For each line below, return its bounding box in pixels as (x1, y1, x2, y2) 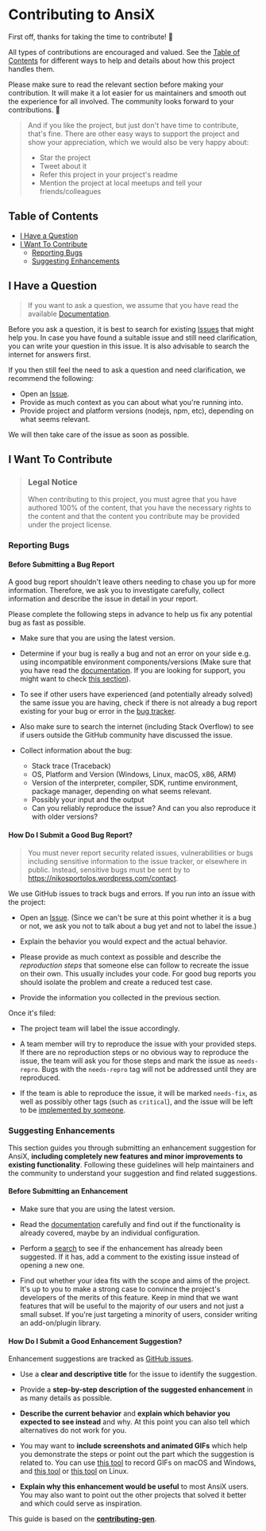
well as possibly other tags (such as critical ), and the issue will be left (19, 1097, 253, 1106)
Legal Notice (27, 476, 78, 487)
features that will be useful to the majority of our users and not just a (19, 1301, 245, 1311)
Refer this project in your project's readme (39, 169, 179, 179)
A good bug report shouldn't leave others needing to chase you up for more (8, 577, 256, 586)
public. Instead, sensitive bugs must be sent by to (27, 865, 191, 875)
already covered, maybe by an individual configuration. (19, 1228, 200, 1238)
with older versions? (31, 812, 98, 821)
